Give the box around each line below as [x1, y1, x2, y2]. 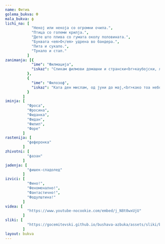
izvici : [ [5, 177, 26, 182]
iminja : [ [5, 99, 26, 104]
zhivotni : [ [5, 149, 29, 154]
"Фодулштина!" [27, 195, 56, 200]
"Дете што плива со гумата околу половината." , [31, 35, 131, 40]
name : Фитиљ [5, 7, 29, 12]
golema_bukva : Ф [5, 12, 38, 17]
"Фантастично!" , [27, 190, 60, 195]
